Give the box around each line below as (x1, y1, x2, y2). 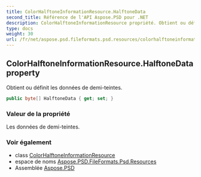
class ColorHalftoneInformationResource (14, 152, 115, 159)
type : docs (6, 25, 33, 32)
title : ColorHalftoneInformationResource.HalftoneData (6, 8, 146, 15)
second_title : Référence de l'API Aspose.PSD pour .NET (6, 14, 148, 20)
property (6, 68, 40, 78)
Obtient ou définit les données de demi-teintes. (6, 84, 123, 91)
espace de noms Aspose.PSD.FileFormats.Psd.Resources (14, 158, 157, 165)
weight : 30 (6, 31, 33, 37)
